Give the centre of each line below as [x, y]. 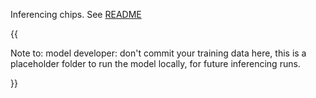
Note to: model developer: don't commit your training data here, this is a [158, 53]
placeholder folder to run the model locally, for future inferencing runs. [155, 63]
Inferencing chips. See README [76, 14]
